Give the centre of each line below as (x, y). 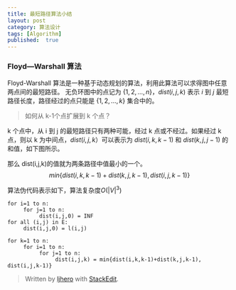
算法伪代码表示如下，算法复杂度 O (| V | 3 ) (65, 190)
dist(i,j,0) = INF (66, 216)
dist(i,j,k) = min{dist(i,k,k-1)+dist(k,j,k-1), (128, 260)
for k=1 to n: (28, 241)
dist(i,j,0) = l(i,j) (55, 229)
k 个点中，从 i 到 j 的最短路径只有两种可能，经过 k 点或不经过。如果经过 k (114, 131)
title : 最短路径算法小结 (40, 14)
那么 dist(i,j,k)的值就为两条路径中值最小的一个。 (77, 164)
